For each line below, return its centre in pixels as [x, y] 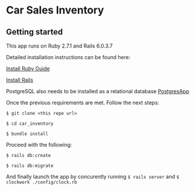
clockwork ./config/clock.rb [42, 182]
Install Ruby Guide [28, 69]
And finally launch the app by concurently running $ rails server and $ [93, 177]
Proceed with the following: [39, 145]
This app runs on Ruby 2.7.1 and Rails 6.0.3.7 [59, 46]
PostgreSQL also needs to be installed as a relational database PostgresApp [97, 91]
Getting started [35, 32]
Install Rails [20, 80]
